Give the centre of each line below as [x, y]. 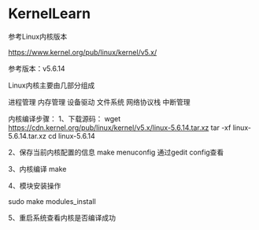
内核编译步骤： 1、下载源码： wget [65, 118]
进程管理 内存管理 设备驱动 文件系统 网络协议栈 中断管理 [99, 102]
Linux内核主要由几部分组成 [52, 85]
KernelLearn [50, 14]
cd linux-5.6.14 [72, 135]
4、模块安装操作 [35, 185]
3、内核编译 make [37, 169]
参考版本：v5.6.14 [37, 69]
